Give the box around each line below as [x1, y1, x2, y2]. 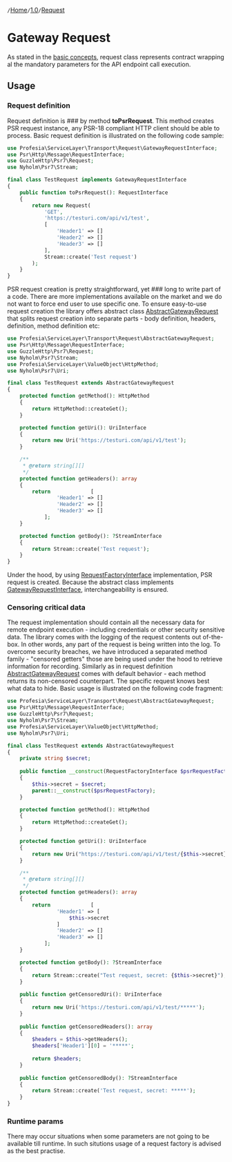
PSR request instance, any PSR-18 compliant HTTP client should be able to [7, 124, 220, 132]
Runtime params [7, 1116, 64, 1126]
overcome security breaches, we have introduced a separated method [7, 648, 208, 656]
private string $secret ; [19, 755, 91, 762]
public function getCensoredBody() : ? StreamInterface [19, 1074, 177, 1081]
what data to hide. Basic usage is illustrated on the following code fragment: [7, 684, 224, 693]
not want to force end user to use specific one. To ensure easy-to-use [7, 300, 207, 308]
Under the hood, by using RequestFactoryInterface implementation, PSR [7, 571, 213, 579]
